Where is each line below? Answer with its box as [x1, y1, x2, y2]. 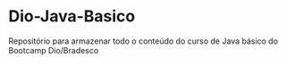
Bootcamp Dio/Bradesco [8, 44, 99, 55]
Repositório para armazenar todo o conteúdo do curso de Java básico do [8, 36, 279, 46]
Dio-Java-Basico [8, 6, 136, 27]
